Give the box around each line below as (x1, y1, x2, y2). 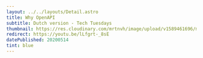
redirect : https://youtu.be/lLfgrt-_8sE (6, 31, 110, 37)
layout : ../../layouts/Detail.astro (6, 8, 98, 15)
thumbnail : (6, 25, 34, 32)
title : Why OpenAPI (6, 14, 56, 21)
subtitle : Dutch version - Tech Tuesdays (6, 20, 112, 26)
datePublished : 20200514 (6, 37, 69, 43)
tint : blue (6, 43, 34, 49)
